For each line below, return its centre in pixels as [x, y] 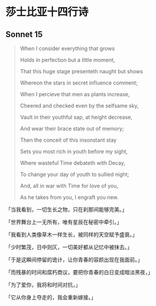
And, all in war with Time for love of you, [69, 186]
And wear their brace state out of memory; [72, 128]
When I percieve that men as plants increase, [75, 94]
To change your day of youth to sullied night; [74, 174]
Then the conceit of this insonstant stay [68, 140]
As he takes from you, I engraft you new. [69, 197]
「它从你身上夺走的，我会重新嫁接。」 [51, 297]
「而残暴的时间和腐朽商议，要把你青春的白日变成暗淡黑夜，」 [79, 272]
